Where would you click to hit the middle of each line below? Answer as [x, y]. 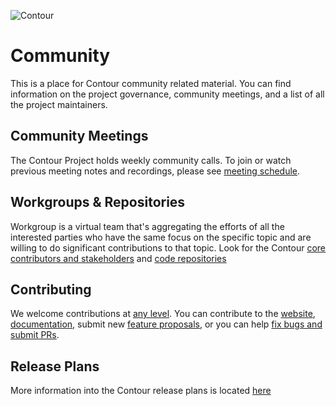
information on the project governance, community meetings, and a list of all [167, 94]
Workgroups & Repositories [98, 202]
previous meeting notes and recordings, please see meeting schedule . [155, 171]
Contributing [51, 289]
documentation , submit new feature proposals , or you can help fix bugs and [166, 324]
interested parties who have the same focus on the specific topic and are [161, 237]
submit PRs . [35, 335]
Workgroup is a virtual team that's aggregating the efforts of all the [147, 226]
